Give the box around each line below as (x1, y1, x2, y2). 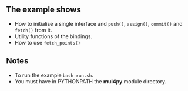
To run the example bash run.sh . (14, 72, 94, 79)
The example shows (6, 5, 81, 15)
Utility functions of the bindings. (14, 32, 93, 40)
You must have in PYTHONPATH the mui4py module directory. (14, 77, 167, 85)
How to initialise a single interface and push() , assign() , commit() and (14, 20, 183, 27)
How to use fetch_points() (14, 39, 81, 46)
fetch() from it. (14, 26, 52, 33)
